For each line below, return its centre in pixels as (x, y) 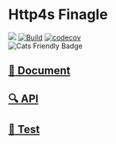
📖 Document (39, 71)
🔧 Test (24, 129)
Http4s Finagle (58, 15)
